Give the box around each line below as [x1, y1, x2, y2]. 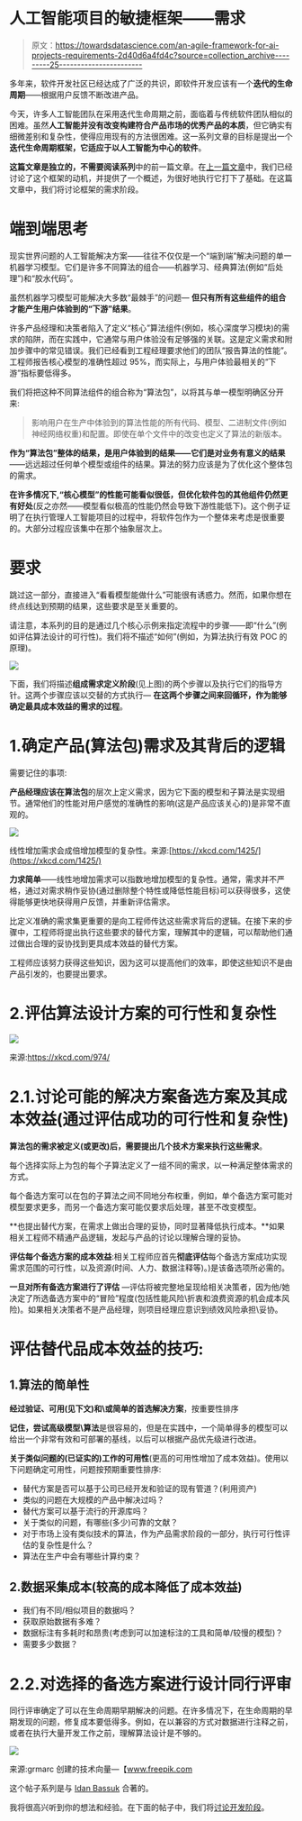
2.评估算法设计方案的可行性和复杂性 [9, 1003, 277, 1024]
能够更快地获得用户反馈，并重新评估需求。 [16, 896, 175, 906]
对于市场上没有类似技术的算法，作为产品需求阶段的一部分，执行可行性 [22, 1528, 283, 1539]
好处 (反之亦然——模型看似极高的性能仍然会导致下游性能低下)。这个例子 [16, 500, 283, 511]
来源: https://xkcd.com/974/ [9, 1052, 111, 1062]
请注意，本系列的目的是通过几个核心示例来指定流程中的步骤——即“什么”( [9, 619, 280, 631]
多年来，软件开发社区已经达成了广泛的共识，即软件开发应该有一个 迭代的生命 [9, 77, 293, 88]
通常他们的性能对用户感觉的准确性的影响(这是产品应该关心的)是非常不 [24, 797, 283, 808]
